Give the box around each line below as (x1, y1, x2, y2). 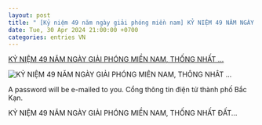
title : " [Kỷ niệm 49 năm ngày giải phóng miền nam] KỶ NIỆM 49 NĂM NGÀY (8, 19, 255, 27)
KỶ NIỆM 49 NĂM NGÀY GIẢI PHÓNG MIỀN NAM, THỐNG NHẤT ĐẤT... (8, 109, 238, 118)
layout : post (8, 11, 51, 20)
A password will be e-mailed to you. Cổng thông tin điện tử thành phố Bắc (8, 85, 247, 95)
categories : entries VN (8, 33, 86, 41)
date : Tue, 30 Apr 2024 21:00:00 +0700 (8, 26, 139, 34)
